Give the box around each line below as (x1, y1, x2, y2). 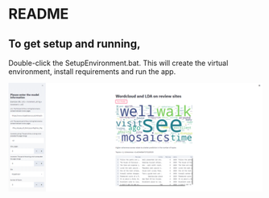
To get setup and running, (8, 37, 141, 51)
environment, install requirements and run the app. (8, 67, 176, 76)
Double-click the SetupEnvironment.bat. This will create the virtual (8, 58, 229, 68)
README (8, 5, 69, 23)
